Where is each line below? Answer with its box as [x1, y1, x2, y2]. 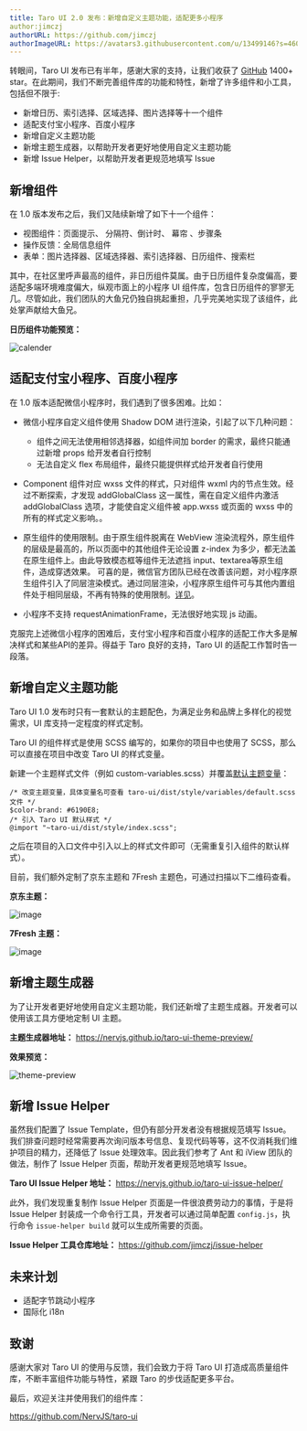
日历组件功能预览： [9, 324, 82, 335]
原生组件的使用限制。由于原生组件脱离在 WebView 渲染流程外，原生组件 [22, 531, 295, 542]
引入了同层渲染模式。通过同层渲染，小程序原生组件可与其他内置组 [47, 577, 295, 588]
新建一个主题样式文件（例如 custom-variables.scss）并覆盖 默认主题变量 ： [9, 767, 290, 778]
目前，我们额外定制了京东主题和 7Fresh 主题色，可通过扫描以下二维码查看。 [9, 870, 296, 882]
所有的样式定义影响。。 [22, 512, 108, 523]
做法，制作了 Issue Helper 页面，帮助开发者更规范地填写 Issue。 [9, 1159, 252, 1169]
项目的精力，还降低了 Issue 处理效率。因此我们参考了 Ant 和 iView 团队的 [16, 1147, 292, 1158]
